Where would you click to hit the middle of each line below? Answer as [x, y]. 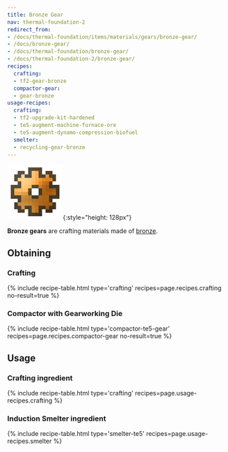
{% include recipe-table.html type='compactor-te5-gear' [89, 329]
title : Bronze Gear [35, 15]
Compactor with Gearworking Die [65, 313]
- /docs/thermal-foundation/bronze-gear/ [68, 52]
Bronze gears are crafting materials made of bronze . [83, 231]
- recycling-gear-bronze [49, 147]
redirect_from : [29, 29]
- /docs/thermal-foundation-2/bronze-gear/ [71, 59]
